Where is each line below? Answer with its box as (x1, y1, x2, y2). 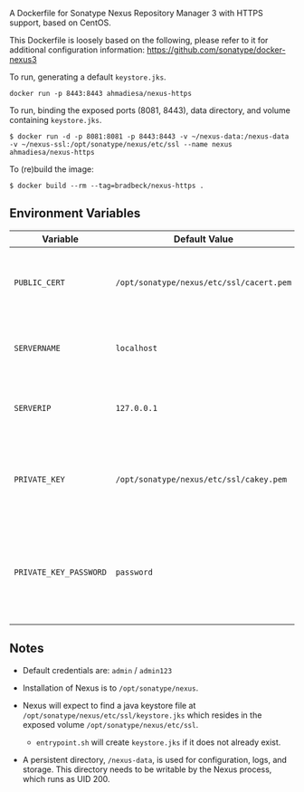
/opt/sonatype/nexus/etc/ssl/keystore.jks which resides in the (22, 710, 262, 720)
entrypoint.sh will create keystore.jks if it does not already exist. (35, 737, 281, 748)
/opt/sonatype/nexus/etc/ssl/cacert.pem (115, 277, 292, 288)
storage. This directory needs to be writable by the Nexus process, (22, 764, 272, 775)
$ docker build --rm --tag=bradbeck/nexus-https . (9, 181, 204, 190)
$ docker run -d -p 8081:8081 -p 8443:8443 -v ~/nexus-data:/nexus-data (9, 132, 290, 141)
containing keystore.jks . (9, 115, 102, 125)
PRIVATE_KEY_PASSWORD (14, 567, 107, 577)
